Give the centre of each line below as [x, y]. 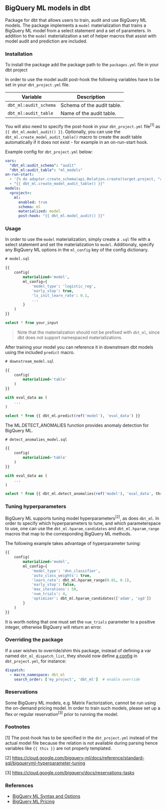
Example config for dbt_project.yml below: [49, 152]
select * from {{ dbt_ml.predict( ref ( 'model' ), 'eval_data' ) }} [73, 416]
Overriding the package [34, 640]
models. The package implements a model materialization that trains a [76, 25]
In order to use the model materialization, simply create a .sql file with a [78, 239]
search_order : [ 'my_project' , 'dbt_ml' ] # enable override [77, 679]
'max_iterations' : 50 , [55, 589]
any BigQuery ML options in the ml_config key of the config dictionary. [77, 250]
